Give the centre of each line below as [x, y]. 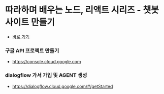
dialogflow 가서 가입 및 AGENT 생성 [46, 75]
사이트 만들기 [30, 22]
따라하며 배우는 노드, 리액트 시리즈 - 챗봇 [82, 10]
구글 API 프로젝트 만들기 [32, 50]
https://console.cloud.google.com [47, 62]
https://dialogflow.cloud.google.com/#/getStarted [63, 86]
